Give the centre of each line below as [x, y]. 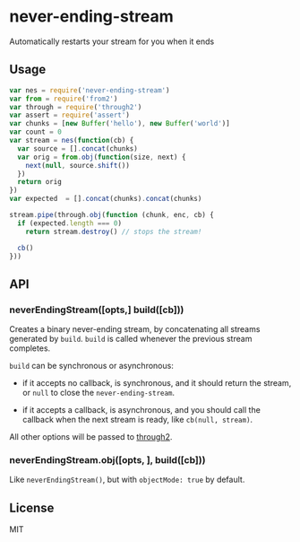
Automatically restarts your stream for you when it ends [112, 41]
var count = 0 [36, 132]
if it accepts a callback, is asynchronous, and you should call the [141, 410]
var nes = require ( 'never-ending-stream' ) [90, 90]
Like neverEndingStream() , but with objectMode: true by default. [127, 480]
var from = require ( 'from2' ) [64, 99]
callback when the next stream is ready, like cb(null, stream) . [137, 420]
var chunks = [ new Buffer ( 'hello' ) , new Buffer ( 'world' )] [120, 124]
